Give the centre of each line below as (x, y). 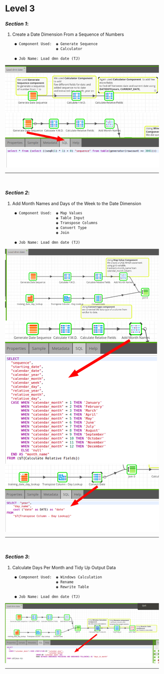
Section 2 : (18, 193)
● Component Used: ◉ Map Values (48, 213)
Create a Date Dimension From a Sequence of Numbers (68, 34)
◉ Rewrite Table (72, 587)
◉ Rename (65, 582)
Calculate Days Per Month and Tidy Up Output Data (64, 567)
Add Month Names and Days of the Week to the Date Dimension (77, 203)
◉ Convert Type (71, 228)
